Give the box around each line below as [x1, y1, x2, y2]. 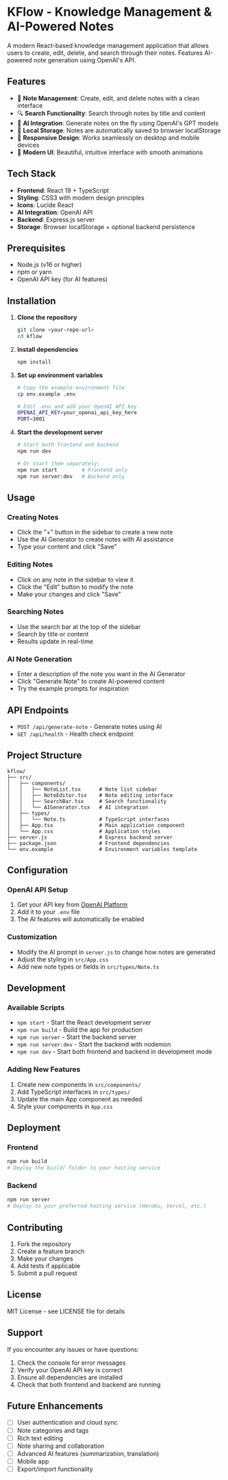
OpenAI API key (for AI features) [16, 275, 108, 283]
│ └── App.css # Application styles [7, 828, 161, 835]
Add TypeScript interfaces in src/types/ [16, 1088, 131, 1096]
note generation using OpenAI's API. [33, 56, 136, 64]
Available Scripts [7, 1003, 65, 1012]
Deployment [7, 1122, 61, 1134]
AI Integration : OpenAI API [16, 208, 93, 216]
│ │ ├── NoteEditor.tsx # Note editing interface [7, 791, 173, 799]
